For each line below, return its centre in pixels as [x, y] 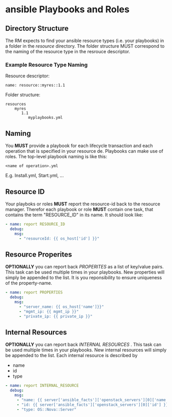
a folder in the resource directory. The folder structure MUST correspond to [85, 46]
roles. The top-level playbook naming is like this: [56, 157]
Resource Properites [39, 254]
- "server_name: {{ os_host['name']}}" [61, 307]
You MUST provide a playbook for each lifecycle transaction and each [79, 146]
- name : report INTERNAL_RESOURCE [42, 386]
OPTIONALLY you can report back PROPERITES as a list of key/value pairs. [84, 267]
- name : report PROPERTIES [34, 293]
